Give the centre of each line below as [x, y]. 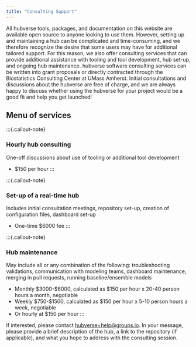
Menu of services [39, 115]
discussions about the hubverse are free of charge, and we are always [91, 84]
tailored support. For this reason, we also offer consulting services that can [97, 53]
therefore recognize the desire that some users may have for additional [92, 47]
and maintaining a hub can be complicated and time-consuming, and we [93, 41]
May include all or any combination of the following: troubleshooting [88, 265]
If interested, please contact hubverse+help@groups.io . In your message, [95, 325]
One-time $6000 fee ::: [42, 226]
